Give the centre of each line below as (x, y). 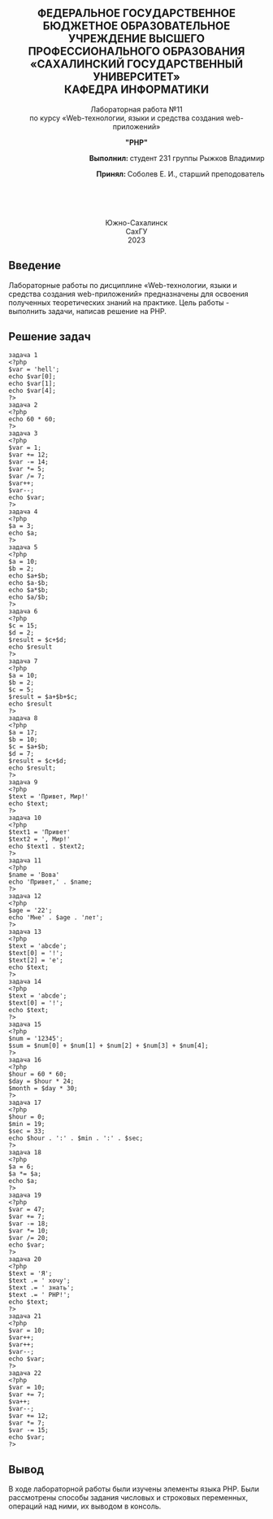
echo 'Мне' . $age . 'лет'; (56, 918)
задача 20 (25, 1259)
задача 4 (23, 512)
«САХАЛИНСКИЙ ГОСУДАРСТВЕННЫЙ (136, 64)
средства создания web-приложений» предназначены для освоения (129, 294)
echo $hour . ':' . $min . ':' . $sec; (76, 1138)
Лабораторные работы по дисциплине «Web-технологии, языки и (123, 285)
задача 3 (23, 434)
